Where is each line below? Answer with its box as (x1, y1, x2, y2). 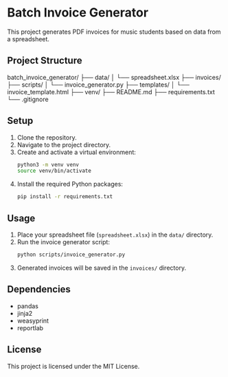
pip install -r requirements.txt (16, 193, 113, 200)
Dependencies (7, 283, 71, 295)
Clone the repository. (16, 133, 77, 142)
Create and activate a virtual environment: (16, 148, 136, 156)
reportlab (16, 323, 43, 332)
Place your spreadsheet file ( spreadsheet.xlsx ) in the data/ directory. (16, 230, 214, 239)
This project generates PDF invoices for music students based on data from (7, 28, 221, 36)
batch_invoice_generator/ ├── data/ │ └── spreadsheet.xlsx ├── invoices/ (7, 73, 221, 81)
